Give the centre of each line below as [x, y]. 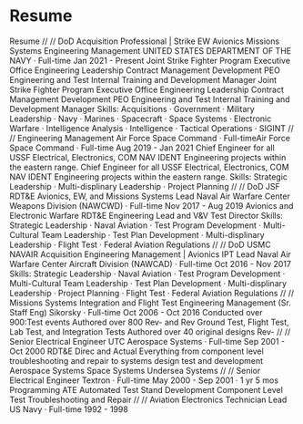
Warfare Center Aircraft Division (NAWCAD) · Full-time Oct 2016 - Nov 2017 [150, 264]
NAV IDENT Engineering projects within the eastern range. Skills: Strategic [149, 176]
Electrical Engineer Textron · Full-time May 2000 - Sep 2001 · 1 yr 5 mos [144, 380]
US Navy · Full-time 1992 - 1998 [69, 409]
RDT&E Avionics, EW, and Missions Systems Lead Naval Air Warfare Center [150, 196]
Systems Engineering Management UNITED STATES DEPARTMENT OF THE [151, 50]
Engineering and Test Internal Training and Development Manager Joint [143, 79]
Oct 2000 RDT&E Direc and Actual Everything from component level [136, 351]
